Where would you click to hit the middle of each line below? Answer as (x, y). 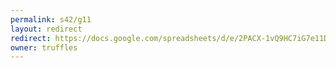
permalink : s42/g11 (51, 19)
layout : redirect (46, 29)
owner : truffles (44, 47)
